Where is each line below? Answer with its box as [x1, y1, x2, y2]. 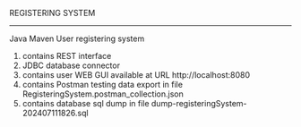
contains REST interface [21, 51, 112, 61]
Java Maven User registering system [9, 33, 145, 44]
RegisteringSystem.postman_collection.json [21, 89, 184, 99]
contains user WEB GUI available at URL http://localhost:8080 [21, 70, 251, 80]
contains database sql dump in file [21, 98, 150, 108]
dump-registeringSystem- [150, 98, 248, 108]
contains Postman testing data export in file [21, 80, 184, 89]
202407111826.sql [21, 107, 89, 118]
